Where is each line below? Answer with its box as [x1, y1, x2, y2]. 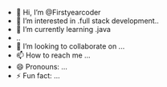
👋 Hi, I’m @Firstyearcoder [15, 8, 101, 17]
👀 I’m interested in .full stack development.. [15, 16, 159, 26]
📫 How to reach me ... [15, 50, 91, 60]
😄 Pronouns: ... [15, 62, 68, 71]
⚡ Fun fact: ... [15, 71, 60, 80]
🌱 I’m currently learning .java [15, 25, 111, 34]
